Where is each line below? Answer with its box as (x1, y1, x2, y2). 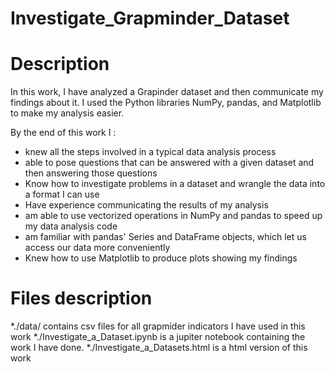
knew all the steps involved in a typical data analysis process (24, 146, 277, 158)
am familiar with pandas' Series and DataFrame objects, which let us (24, 231, 307, 243)
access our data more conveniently (24, 242, 171, 254)
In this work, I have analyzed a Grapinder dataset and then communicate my (10, 86, 324, 98)
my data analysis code (24, 220, 118, 232)
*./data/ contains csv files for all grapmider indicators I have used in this (10, 320, 306, 332)
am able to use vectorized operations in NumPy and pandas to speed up (24, 210, 323, 222)
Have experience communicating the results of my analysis (24, 199, 269, 211)
